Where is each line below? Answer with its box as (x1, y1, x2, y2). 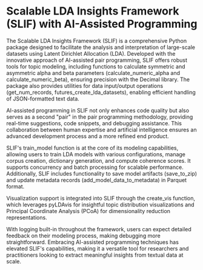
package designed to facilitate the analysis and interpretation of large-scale (6, 44, 196, 51)
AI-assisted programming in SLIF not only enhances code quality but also (6, 107, 190, 114)
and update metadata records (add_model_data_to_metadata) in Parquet (6, 176, 187, 183)
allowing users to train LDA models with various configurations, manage (6, 150, 186, 158)
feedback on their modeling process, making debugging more (6, 232, 161, 239)
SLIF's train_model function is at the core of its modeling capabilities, (6, 144, 179, 151)
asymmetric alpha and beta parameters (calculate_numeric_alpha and (6, 69, 181, 76)
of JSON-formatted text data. (6, 95, 80, 102)
